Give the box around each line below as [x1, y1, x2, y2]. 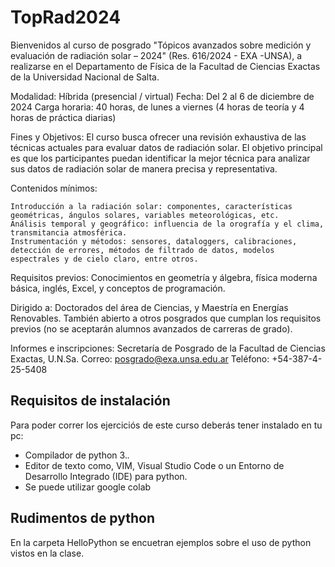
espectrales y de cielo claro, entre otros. [10, 254, 199, 264]
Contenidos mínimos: [10, 182, 98, 194]
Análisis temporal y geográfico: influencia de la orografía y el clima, [10, 219, 325, 229]
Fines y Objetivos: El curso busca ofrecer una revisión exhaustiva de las [10, 131, 307, 143]
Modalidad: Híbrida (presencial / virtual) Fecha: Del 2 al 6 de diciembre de [10, 90, 315, 102]
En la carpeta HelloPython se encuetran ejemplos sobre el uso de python [10, 536, 312, 548]
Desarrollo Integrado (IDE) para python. [24, 470, 188, 482]
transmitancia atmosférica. [10, 227, 128, 238]
